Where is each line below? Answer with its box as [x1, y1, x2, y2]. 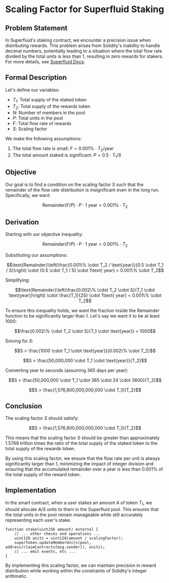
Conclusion [5, 402, 43, 410]
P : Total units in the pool [12, 115, 63, 121]
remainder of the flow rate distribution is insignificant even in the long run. [5, 186, 159, 193]
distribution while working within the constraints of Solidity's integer [5, 567, 147, 573]
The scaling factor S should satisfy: [5, 415, 79, 421]
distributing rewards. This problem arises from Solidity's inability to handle [5, 43, 160, 49]
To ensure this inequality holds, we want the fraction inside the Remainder [5, 307, 160, 314]
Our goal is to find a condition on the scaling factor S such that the [5, 181, 144, 187]
